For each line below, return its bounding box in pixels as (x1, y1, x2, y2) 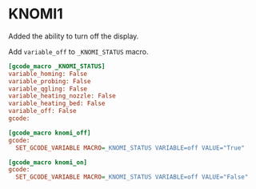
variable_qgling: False (8, 85, 88, 93)
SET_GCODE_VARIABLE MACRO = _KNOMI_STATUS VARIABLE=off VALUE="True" (15, 143, 246, 152)
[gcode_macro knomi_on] (8, 158, 88, 167)
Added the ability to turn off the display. (8, 31, 139, 41)
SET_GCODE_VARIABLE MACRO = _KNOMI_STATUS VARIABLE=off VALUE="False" (15, 173, 249, 181)
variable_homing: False (8, 70, 88, 78)
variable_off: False (8, 107, 78, 115)
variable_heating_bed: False (8, 99, 106, 108)
